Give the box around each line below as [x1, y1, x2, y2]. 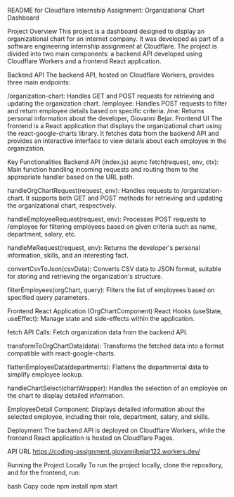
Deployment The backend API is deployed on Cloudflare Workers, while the [7, 426, 226, 434]
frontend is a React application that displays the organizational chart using [7, 122, 223, 130]
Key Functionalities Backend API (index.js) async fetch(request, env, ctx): [7, 158, 219, 166]
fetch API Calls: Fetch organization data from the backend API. [7, 328, 188, 336]
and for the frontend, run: [7, 468, 81, 477]
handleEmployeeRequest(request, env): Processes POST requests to [7, 215, 207, 223]
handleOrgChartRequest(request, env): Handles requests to [7, 187, 180, 194]
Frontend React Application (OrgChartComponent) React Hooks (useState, [7, 307, 223, 315]
